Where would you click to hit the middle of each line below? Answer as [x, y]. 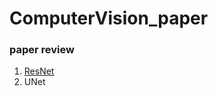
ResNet [39, 71]
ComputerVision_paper [109, 18]
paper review [42, 50]
